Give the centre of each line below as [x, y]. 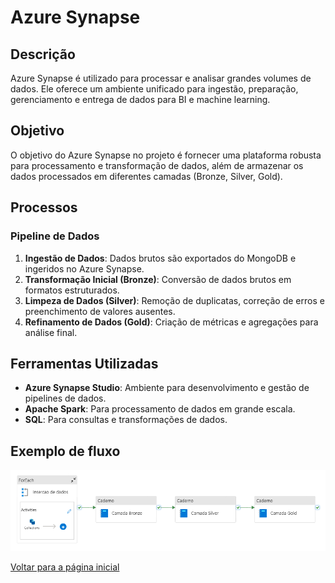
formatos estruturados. [72, 290]
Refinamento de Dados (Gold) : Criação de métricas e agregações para [171, 322]
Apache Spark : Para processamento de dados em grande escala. [160, 409]
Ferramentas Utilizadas [84, 363]
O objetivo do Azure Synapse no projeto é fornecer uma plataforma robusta [166, 155]
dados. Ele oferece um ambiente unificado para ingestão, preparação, [154, 89]
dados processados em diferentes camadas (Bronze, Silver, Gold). [146, 176]
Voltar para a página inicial [65, 567]
